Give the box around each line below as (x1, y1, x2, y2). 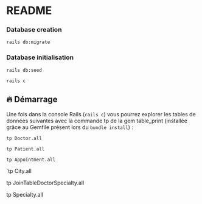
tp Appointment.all (6, 157, 56, 163)
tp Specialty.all (6, 191, 44, 198)
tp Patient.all (6, 146, 45, 152)
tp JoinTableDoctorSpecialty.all (6, 179, 85, 186)
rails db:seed (6, 67, 43, 73)
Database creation (6, 26, 62, 34)
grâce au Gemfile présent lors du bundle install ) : (6, 123, 134, 131)
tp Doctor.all (6, 135, 43, 141)
